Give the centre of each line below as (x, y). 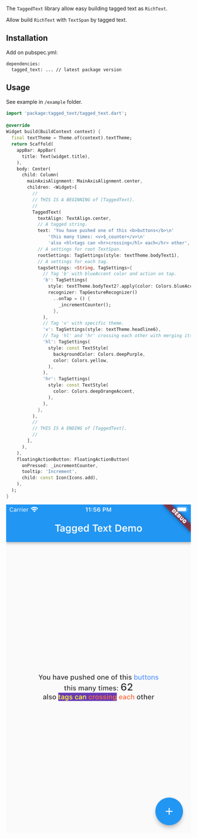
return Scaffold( (33, 144)
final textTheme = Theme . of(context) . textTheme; (72, 138)
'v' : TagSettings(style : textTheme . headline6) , (102, 330)
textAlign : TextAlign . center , (74, 218)
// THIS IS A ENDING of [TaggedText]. (79, 428)
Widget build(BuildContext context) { (53, 132)
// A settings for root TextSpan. (79, 249)
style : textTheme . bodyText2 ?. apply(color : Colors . (111, 287)
